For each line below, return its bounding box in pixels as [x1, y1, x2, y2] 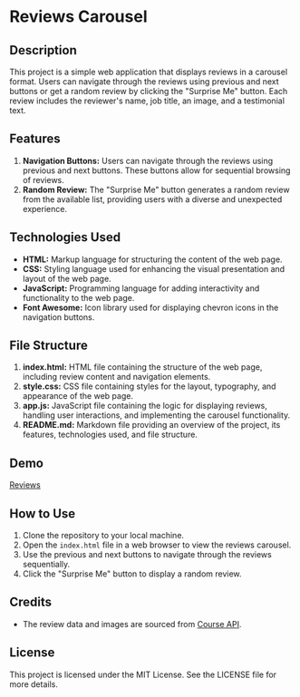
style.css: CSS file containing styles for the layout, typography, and [22, 381, 276, 392]
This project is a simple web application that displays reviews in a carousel [9, 66, 288, 77]
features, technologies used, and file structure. [22, 429, 198, 440]
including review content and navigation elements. [22, 372, 211, 382]
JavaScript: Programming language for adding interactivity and [22, 283, 260, 294]
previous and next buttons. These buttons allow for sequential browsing [22, 165, 291, 176]
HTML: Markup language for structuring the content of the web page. [22, 254, 283, 265]
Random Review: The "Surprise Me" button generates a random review [22, 184, 290, 195]
